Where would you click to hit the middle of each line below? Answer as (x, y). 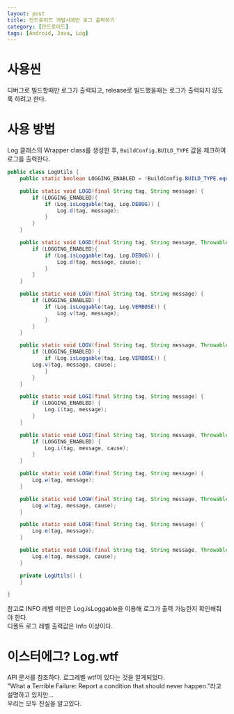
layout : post (26, 14)
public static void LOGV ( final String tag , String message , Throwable (124, 345)
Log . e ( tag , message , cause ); (75, 556)
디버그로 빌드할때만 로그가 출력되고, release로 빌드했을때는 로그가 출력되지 (109, 90)
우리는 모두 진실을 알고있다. (45, 704)
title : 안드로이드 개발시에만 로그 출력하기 (61, 20)
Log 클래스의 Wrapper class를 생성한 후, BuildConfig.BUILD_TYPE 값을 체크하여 (117, 150)
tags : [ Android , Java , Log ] (48, 33)
